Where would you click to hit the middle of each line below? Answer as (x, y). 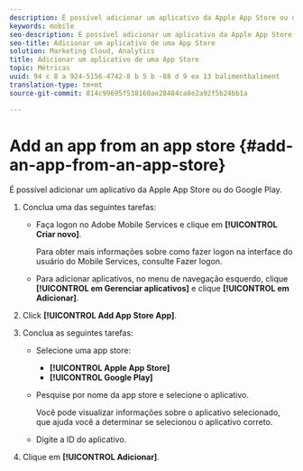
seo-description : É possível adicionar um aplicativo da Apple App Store (151, 34)
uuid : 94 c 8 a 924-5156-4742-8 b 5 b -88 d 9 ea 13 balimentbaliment (145, 77)
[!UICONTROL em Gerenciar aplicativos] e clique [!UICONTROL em (163, 289)
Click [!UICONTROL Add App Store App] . (100, 316)
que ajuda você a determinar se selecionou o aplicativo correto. (154, 422)
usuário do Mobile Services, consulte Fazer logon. (129, 262)
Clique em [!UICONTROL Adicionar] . (91, 457)
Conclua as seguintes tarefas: (78, 333)
